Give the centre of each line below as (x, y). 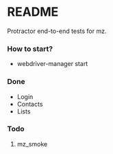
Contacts (30, 104)
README (33, 12)
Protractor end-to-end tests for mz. (57, 31)
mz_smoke (32, 144)
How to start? (30, 49)
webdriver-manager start (52, 64)
